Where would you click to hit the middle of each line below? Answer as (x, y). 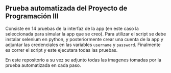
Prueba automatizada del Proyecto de (66, 8)
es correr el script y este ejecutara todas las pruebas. (62, 50)
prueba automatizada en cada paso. (43, 65)
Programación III (32, 16)
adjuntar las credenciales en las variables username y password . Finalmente (83, 45)
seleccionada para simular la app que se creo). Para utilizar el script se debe (86, 34)
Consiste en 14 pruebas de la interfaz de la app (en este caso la (72, 28)
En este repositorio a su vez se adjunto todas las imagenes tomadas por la (83, 60)
